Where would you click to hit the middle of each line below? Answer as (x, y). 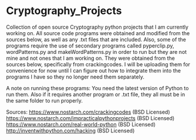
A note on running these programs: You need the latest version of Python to (97, 88)
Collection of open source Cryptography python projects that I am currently (97, 27)
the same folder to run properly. (45, 100)
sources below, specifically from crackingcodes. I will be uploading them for (98, 64)
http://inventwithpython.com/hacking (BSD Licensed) (70, 131)
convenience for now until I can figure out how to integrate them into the (93, 70)
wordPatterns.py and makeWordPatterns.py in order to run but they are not (97, 52)
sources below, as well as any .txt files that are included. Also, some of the (96, 39)
